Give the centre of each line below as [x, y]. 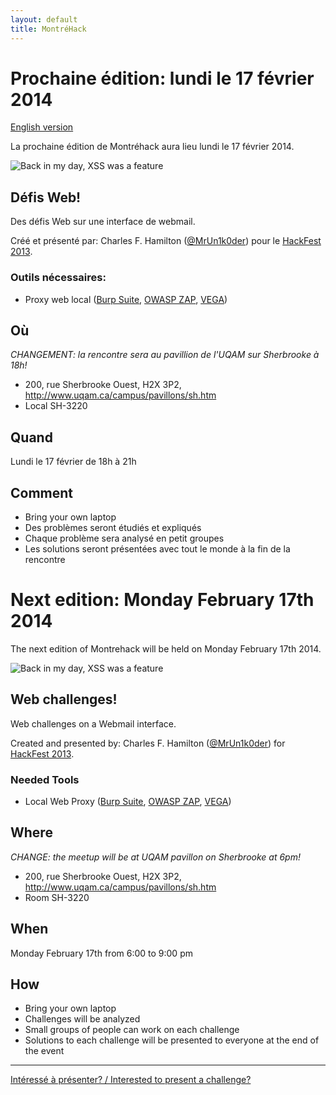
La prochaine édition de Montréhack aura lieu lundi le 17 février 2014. [152, 147]
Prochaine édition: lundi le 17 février [162, 78]
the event [44, 1051]
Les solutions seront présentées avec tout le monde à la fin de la [157, 548]
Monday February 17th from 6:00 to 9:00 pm [101, 953]
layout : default [44, 19]
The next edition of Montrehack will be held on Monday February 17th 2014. [166, 648]
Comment [42, 492]
